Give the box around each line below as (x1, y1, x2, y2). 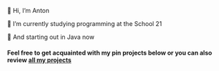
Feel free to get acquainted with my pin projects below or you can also (7, 48, 213, 57)
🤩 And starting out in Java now (7, 33, 95, 41)
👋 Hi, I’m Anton (7, 7, 50, 14)
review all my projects (7, 55, 72, 64)
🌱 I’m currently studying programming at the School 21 (7, 20, 162, 27)
